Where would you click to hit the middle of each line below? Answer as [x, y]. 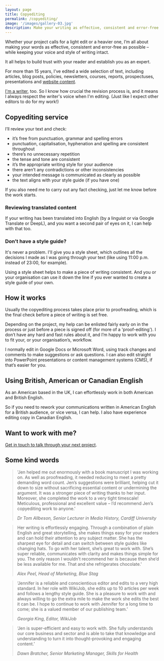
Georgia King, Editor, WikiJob [47, 618]
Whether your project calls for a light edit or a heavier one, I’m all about [77, 42]
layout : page [18, 10]
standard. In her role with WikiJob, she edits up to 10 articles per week [88, 588]
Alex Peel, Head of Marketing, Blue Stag [58, 573]
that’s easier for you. [26, 365]
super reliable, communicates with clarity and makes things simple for [88, 554]
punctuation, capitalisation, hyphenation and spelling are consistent [80, 143]
